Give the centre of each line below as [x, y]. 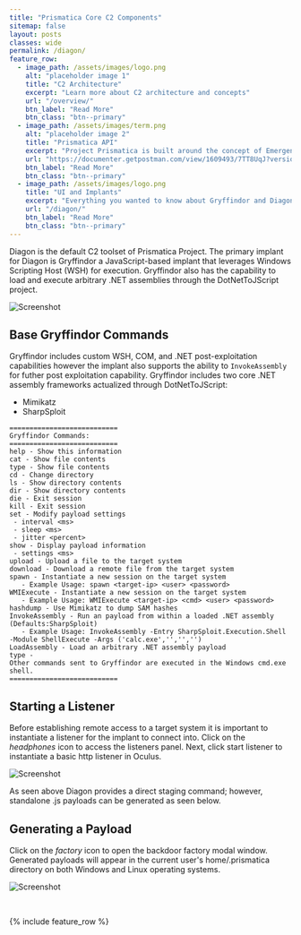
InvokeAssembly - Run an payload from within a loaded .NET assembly [142, 616]
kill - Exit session [48, 507]
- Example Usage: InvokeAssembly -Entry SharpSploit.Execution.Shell [154, 632]
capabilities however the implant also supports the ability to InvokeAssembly [148, 366]
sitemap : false [38, 26]
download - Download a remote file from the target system [122, 570]
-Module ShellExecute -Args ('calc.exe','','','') [106, 640]
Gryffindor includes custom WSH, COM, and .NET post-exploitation [133, 356]
